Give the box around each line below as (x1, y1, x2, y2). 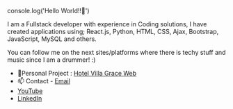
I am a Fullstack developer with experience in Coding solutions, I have (7, 20, 207, 28)
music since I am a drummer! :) (7, 56, 96, 64)
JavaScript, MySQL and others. (7, 35, 97, 43)
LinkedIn (17, 94, 42, 102)
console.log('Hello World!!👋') (7, 7, 90, 15)
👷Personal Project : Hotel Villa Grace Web (17, 69, 137, 77)
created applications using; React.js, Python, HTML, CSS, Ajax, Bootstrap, (7, 28, 219, 35)
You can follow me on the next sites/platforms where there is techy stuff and (7, 49, 226, 56)
